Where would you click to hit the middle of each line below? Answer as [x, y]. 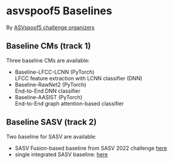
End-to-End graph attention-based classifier [69, 103]
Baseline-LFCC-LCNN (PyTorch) [55, 72]
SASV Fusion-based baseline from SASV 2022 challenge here [91, 148]
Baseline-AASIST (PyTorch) [48, 97]
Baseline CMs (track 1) [49, 46]
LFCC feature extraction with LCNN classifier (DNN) [78, 78]
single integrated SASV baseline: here [61, 154]
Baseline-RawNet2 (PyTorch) [50, 84]
